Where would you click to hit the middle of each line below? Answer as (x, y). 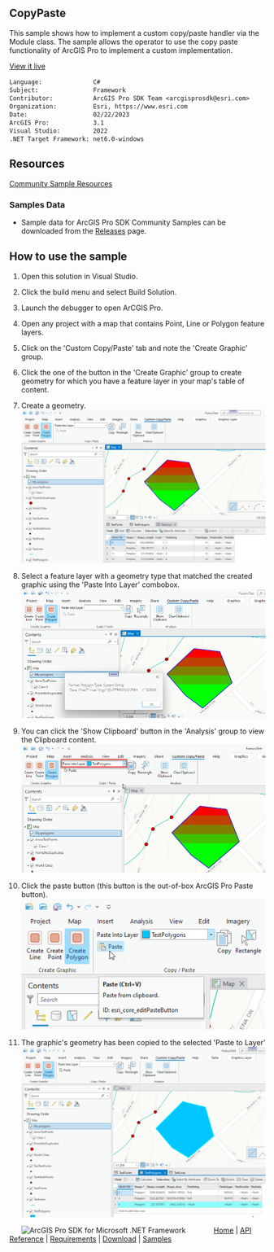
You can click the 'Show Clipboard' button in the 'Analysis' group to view (143, 731)
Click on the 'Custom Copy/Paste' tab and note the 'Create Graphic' (134, 348)
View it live (27, 66)
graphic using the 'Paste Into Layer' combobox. (100, 584)
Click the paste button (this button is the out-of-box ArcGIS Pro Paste (137, 886)
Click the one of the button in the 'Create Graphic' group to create (131, 372)
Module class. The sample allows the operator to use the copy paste (124, 42)
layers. (32, 332)
